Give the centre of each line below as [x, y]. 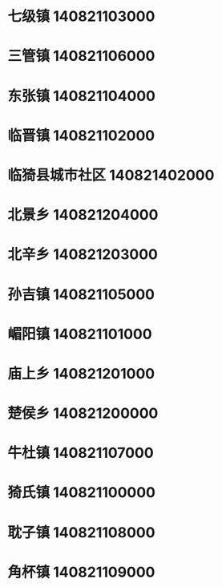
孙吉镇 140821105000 [81, 294]
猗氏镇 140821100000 [81, 493]
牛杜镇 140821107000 [81, 453]
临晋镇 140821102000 [81, 135]
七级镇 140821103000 [81, 16]
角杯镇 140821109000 [81, 572]
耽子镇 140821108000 [81, 532]
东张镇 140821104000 [81, 96]
